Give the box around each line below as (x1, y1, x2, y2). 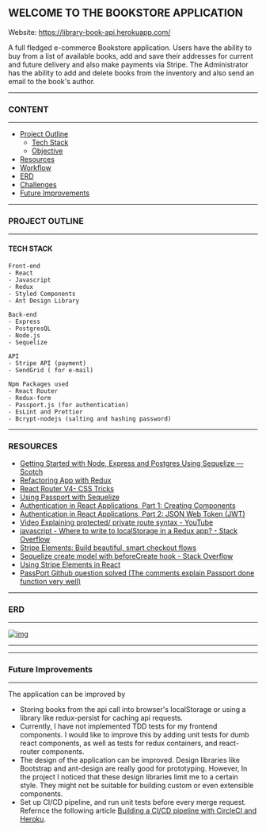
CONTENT (8, 103, 49, 114)
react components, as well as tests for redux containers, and (19, 738, 218, 748)
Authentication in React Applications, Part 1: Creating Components (19, 500, 236, 510)
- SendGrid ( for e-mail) (8, 366, 93, 374)
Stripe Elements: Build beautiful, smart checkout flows (19, 543, 196, 552)
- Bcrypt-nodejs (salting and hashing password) (8, 414, 172, 423)
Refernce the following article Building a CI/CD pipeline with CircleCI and (19, 806, 257, 816)
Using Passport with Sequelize (19, 492, 120, 502)
